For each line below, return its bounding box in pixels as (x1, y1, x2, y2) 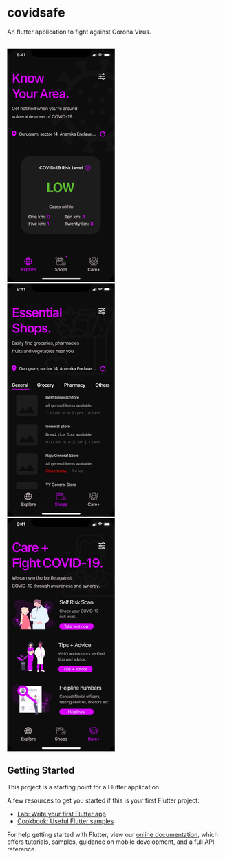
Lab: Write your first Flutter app (17, 809, 107, 818)
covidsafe (7, 5, 65, 21)
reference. (7, 845, 36, 853)
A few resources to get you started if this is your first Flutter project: (7, 796, 200, 805)
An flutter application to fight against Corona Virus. (7, 28, 151, 36)
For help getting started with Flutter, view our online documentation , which (7, 830, 219, 838)
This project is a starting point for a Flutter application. (7, 783, 161, 791)
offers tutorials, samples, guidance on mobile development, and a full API (7, 838, 215, 846)
